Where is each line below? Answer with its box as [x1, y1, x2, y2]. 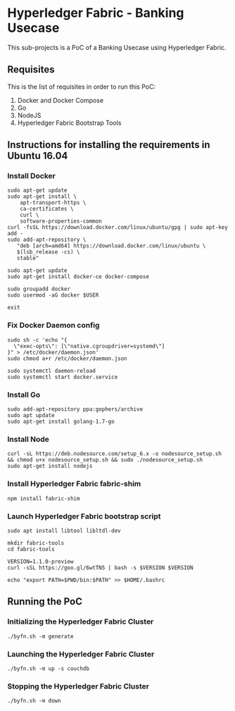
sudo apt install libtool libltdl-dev [7, 527, 121, 534]
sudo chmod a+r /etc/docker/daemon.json [7, 354, 128, 362]
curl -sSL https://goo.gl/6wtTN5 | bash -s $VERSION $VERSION [7, 564, 193, 571]
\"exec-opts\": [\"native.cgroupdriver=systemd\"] [13, 342, 165, 350]
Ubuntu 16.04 [7, 150, 68, 162]
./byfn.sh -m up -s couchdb [7, 664, 90, 672]
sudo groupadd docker [7, 285, 71, 293]
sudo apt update [7, 412, 55, 419]
